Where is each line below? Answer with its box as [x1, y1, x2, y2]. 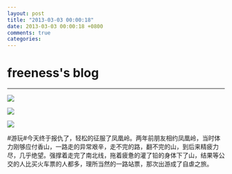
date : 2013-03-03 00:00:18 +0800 [7, 23, 104, 30]
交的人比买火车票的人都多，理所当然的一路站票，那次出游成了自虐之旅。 [7, 160, 213, 168]
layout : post [7, 10, 45, 17]
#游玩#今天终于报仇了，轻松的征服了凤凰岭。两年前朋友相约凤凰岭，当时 [7, 134, 215, 142]
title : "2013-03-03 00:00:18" [7, 17, 95, 23]
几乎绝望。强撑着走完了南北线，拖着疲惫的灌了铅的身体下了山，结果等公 [19, 151, 225, 160]
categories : [7, 36, 41, 43]
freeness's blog [7, 65, 99, 81]
